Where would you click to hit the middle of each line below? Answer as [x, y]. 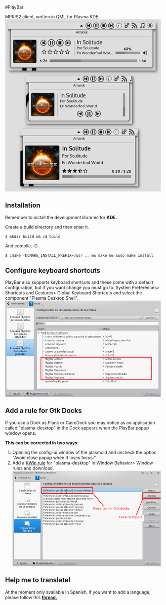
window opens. [21, 433]
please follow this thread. [31, 597]
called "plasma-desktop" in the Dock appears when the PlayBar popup [77, 428]
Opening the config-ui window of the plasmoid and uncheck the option [84, 452]
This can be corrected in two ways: [42, 443]
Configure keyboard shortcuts [53, 271]
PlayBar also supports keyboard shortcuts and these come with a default [79, 282]
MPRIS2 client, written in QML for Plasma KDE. [53, 17]
